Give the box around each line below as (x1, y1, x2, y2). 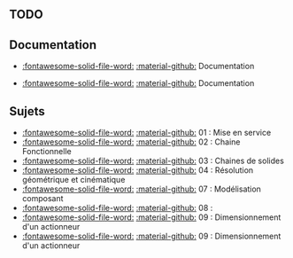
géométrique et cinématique (21, 175, 126, 185)
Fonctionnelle (21, 146, 73, 157)
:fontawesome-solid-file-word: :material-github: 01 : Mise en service (21, 128, 272, 138)
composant (21, 193, 64, 204)
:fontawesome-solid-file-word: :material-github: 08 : (21, 203, 213, 214)
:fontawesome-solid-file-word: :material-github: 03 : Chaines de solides (21, 155, 285, 167)
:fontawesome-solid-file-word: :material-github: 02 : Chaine (21, 137, 241, 147)
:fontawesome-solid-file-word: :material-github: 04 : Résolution (21, 165, 254, 176)
